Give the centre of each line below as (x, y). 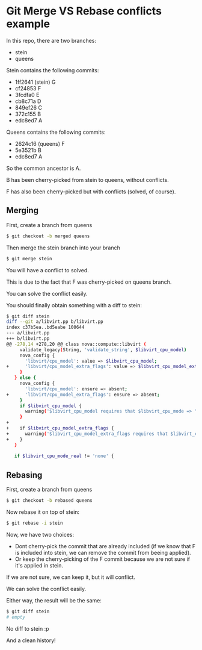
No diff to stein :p (28, 628)
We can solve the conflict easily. (46, 589)
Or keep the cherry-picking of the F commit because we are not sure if (103, 559)
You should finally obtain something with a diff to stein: (74, 305)
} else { (25, 378)
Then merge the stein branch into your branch (63, 248)
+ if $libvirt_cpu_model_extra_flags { (60, 428)
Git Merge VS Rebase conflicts (84, 11)
